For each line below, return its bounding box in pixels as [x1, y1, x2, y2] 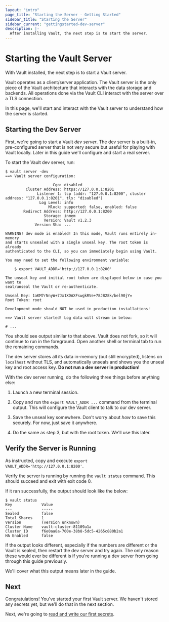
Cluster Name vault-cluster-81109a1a [5, 524, 92, 529]
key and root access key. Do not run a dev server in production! [5, 364, 140, 370]
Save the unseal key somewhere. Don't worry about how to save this [12, 414, 156, 420]
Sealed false [5, 511, 53, 516]
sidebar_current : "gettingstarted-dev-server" [5, 21, 105, 27]
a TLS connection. [5, 95, 44, 101]
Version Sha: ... [34, 222, 71, 227]
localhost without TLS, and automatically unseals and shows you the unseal [5, 359, 164, 365]
